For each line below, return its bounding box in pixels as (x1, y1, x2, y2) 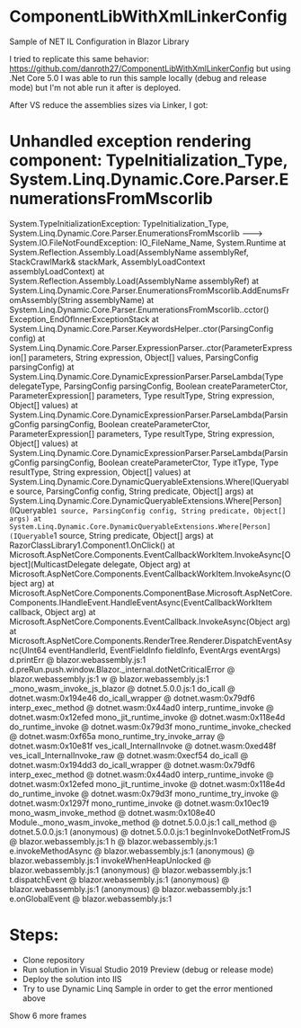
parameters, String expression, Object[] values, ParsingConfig (28, 352, 259, 362)
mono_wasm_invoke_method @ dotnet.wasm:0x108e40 (9, 807, 216, 818)
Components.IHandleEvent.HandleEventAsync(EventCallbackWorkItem (9, 596, 272, 608)
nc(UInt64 (9, 645, 48, 656)
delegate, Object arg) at (102, 559, 190, 569)
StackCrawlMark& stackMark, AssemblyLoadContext (9, 256, 206, 267)
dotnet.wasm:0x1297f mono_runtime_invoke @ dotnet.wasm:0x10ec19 (9, 798, 270, 809)
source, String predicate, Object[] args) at (58, 530, 214, 541)
